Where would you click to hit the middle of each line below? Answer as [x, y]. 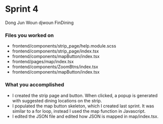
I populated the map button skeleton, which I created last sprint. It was [83, 106]
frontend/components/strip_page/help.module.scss [64, 46]
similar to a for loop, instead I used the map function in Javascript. [79, 111]
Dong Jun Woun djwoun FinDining [39, 23]
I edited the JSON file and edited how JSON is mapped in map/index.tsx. [85, 116]
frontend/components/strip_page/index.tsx [56, 51]
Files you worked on [29, 35]
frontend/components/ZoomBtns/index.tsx [55, 67]
